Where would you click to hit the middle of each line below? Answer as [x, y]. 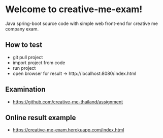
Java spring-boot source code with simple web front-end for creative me [82, 23]
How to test [24, 45]
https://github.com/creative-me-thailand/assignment [68, 102]
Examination [25, 89]
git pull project [28, 57]
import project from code [39, 63]
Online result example [41, 117]
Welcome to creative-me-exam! [74, 9]
